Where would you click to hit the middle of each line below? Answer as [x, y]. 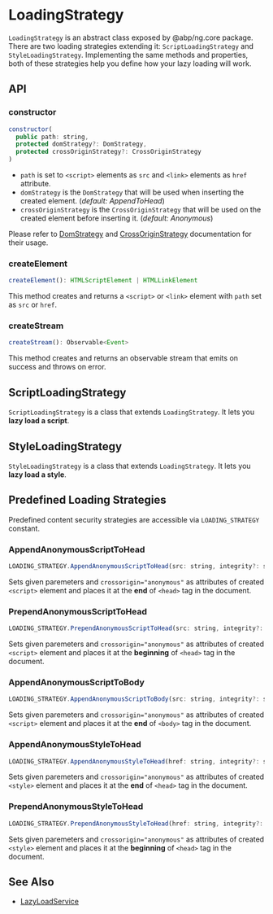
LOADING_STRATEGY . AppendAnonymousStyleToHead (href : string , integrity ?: [134, 761]
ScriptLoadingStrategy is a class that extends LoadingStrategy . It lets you [131, 412]
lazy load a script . [39, 421]
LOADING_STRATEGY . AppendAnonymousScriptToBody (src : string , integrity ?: [134, 699]
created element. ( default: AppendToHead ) [92, 201]
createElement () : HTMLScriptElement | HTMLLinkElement [103, 281]
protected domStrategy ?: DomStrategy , [82, 144]
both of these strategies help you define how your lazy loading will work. [130, 63]
